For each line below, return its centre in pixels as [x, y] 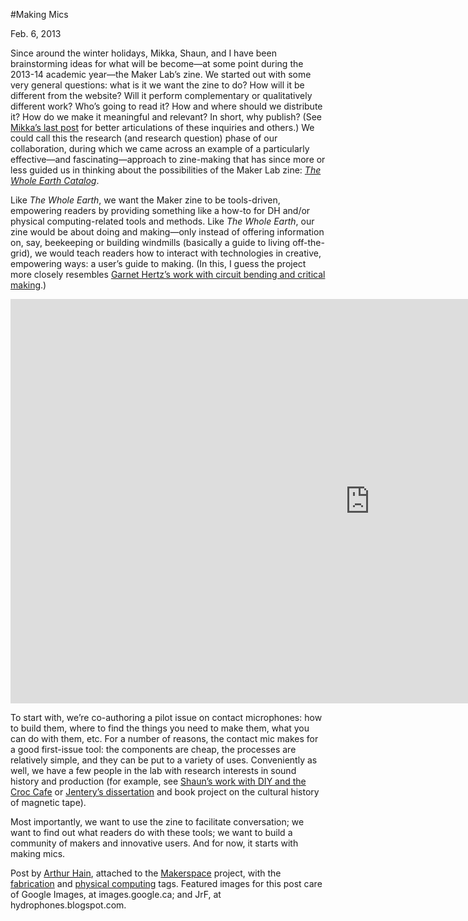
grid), [21, 253]
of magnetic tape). [48, 802]
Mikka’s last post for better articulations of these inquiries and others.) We [162, 127]
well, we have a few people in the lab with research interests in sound [153, 770]
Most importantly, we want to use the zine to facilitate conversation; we [157, 822]
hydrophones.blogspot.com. [68, 905]
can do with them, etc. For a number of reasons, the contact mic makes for [164, 738]
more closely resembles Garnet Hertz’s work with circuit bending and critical [168, 274]
